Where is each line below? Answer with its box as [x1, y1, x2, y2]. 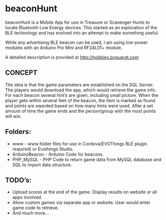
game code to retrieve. [12, 205, 59, 211]
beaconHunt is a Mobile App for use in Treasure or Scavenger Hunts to [5, 19, 150, 25]
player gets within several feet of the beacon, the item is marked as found [5, 97, 156, 103]
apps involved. [12, 194, 43, 200]
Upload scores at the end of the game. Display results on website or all [12, 189, 157, 195]
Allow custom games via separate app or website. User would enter [12, 200, 151, 206]
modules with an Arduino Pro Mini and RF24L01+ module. [5, 44, 122, 50]
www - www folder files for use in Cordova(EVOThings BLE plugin [12, 140, 148, 146]
